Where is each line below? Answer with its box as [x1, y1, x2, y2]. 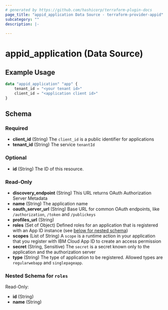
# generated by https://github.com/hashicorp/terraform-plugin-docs [5, 7, 152, 13]
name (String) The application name [12, 200, 88, 206]
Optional [5, 154, 27, 161]
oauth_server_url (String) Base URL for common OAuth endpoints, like [12, 206, 160, 212]
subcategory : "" [5, 17, 39, 22]
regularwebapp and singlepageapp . [12, 259, 83, 265]
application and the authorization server [12, 249, 96, 255]
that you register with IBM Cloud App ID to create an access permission [12, 238, 161, 244]
